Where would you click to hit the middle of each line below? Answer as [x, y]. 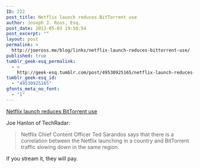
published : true [26, 56]
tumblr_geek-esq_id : [32, 78]
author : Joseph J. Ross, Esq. [44, 23]
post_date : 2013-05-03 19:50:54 [46, 28]
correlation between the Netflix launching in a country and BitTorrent [105, 141]
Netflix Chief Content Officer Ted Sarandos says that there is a [97, 134]
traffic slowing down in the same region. [70, 147]
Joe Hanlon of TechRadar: [38, 123]
